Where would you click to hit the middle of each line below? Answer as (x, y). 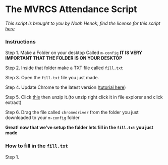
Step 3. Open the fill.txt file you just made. (52, 78)
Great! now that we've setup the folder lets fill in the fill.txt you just (79, 128)
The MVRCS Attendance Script (71, 9)
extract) (13, 102)
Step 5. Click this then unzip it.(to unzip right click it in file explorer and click (84, 97)
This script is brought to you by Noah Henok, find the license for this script (83, 23)
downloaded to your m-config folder (42, 118)
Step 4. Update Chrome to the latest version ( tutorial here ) (66, 87)
